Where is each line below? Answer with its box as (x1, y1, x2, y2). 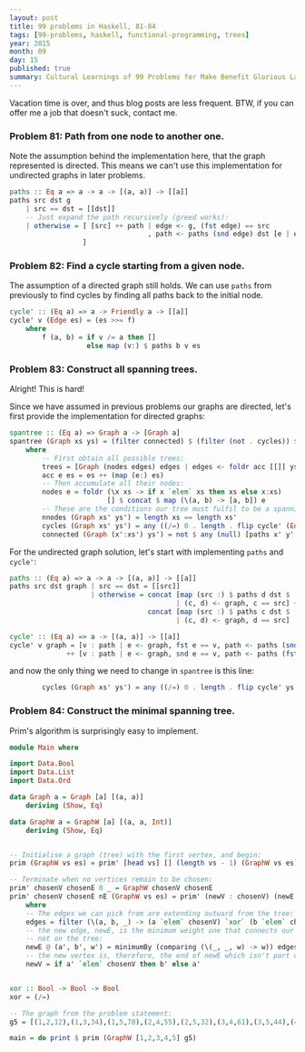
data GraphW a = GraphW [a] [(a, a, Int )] (9, 817, 172, 827)
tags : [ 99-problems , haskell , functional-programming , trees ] (9, 30, 250, 39)
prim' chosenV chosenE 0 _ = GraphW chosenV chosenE (9, 884, 213, 893)
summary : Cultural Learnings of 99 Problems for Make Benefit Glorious (9, 73, 286, 82)
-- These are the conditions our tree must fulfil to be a (42, 505, 271, 514)
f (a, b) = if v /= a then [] (42, 333, 156, 342)
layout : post (9, 13, 59, 23)
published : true (9, 65, 71, 74)
